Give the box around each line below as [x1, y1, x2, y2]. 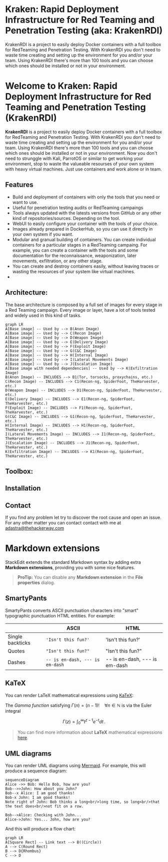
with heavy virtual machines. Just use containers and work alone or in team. [5, 166, 162, 172]
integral [5, 708, 21, 714]
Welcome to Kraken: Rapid [5, 80, 117, 92]
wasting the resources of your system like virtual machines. [12, 268, 135, 274]
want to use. [12, 199, 38, 205]
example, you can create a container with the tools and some [12, 247, 138, 253]
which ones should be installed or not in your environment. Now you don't [5, 150, 157, 156]
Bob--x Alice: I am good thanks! [5, 790, 75, 795]
